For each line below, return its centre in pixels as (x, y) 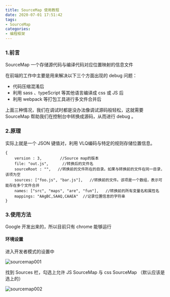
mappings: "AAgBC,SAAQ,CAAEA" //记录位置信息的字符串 (70, 196)
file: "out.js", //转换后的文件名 (54, 164)
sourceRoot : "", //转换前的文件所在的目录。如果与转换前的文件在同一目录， (90, 169)
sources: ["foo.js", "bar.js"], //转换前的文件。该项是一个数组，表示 (87, 180)
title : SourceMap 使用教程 (32, 10)
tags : (11, 19)
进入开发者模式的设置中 (30, 252)
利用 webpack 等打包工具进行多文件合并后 (57, 99)
